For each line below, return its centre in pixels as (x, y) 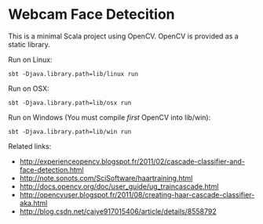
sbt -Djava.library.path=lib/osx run (70, 103)
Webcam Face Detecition (91, 14)
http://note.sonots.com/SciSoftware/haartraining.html (106, 178)
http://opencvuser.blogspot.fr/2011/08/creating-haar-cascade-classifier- (137, 194)
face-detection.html (51, 169)
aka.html (33, 203)
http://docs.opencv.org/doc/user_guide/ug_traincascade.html (119, 186)
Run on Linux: (30, 60)
